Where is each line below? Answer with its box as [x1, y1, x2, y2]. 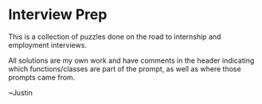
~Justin [8, 87, 33, 97]
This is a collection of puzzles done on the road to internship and [8, 32, 221, 41]
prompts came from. [8, 72, 76, 82]
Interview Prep [8, 6, 108, 24]
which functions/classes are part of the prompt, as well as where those [8, 64, 241, 73]
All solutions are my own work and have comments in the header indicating [8, 56, 255, 65]
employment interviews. [8, 40, 88, 49]
